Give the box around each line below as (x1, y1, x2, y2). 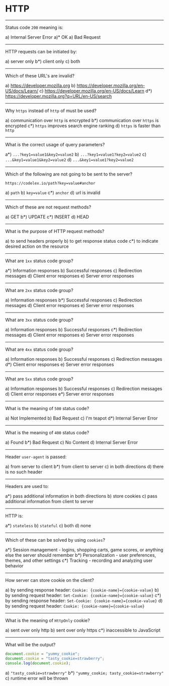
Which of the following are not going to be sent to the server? (5, 171, 132, 177)
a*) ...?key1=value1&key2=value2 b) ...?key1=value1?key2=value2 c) (5, 151, 147, 157)
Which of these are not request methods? (5, 204, 92, 210)
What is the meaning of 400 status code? (5, 429, 90, 435)
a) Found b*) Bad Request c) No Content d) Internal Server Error (5, 439, 138, 445)
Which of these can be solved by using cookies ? (5, 537, 106, 543)
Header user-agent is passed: (5, 453, 67, 460)
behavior (5, 562, 24, 568)
